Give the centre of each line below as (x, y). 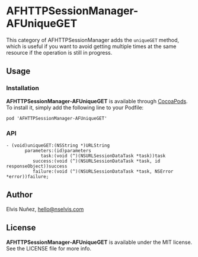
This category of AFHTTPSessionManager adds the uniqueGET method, (93, 40)
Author (19, 195)
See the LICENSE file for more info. (49, 248)
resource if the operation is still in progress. (59, 52)
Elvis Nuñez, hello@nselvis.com (45, 209)
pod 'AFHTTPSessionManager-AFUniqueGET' (57, 118)
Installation (23, 88)
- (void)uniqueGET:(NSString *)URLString (58, 145)
